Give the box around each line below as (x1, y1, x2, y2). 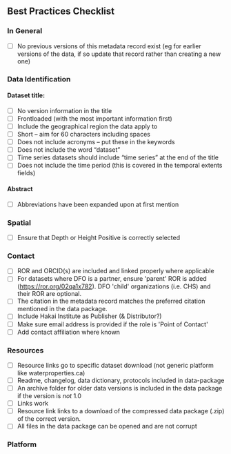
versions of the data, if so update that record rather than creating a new (17, 50, 221, 58)
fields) (17, 169, 36, 177)
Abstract (7, 184, 33, 193)
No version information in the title (17, 106, 112, 115)
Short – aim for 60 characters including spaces (17, 130, 150, 139)
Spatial (7, 217, 32, 227)
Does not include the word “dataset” (17, 146, 121, 154)
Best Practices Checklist (7, 6, 115, 17)
